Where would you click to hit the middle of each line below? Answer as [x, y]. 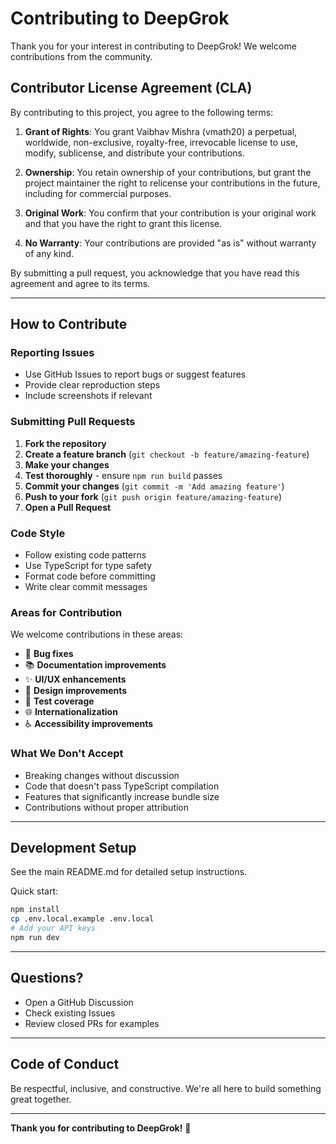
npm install [35, 910]
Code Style [38, 533]
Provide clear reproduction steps [92, 385]
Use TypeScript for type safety [88, 566]
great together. [41, 1099]
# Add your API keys [53, 928]
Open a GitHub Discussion [79, 1002]
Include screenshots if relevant [88, 396]
